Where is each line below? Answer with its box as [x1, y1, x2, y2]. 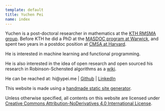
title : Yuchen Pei [5, 12, 44, 17]
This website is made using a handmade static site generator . [5, 85, 132, 91]
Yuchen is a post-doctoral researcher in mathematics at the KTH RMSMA [5, 31, 156, 37]
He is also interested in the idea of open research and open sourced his [5, 61, 153, 67]
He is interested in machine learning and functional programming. [5, 51, 141, 57]
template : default [5, 7, 44, 13]
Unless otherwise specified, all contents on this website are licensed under [5, 95, 160, 101]
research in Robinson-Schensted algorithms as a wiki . [5, 66, 117, 72]
